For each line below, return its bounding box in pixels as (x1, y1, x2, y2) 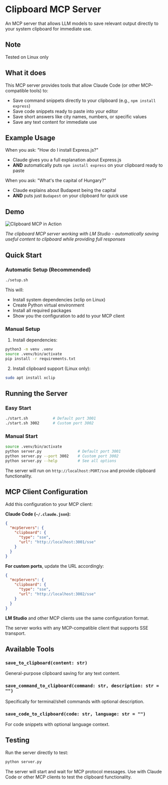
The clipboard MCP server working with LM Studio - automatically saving (5, 231, 159, 237)
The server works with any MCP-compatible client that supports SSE (5, 625, 148, 631)
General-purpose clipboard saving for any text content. (5, 670, 120, 676)
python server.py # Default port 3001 (5, 449, 121, 454)
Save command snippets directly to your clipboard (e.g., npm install (12, 97, 156, 104)
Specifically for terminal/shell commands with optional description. (5, 698, 145, 704)
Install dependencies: (12, 337, 58, 343)
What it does (5, 69, 47, 77)
